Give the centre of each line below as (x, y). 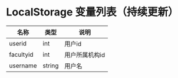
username (23, 66)
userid (18, 43)
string (51, 66)
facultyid (21, 54)
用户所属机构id (85, 55)
